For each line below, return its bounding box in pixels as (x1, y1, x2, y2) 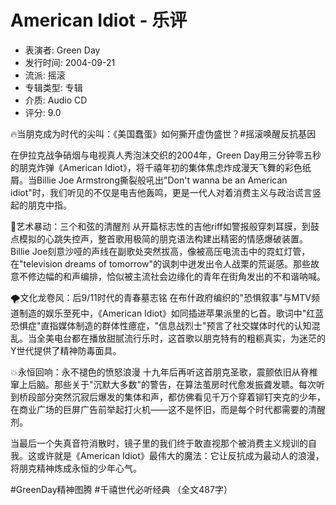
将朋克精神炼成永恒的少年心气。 (10, 462, 142, 474)
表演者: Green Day (24, 44, 101, 56)
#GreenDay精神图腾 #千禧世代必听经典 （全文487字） (10, 483, 233, 495)
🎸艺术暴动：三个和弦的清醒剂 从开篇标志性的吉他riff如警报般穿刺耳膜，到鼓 (10, 220, 320, 232)
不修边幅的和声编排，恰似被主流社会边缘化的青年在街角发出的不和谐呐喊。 (18, 270, 326, 282)
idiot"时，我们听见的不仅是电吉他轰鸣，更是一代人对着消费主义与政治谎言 (10, 186, 313, 198)
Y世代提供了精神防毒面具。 (10, 344, 122, 356)
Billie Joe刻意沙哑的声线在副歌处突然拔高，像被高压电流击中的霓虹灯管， (10, 245, 311, 257)
